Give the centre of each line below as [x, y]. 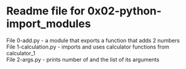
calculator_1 [21, 53]
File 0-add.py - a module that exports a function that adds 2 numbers [93, 40]
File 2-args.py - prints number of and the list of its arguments [83, 59]
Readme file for [46, 11]
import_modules [49, 24]
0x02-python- [125, 11]
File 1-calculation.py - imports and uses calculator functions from [88, 47]
